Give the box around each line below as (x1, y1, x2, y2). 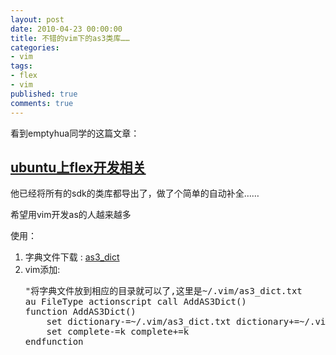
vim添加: (24, 264, 61, 276)
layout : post (10, 14, 65, 25)
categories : (10, 42, 60, 53)
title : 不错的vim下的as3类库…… (10, 33, 130, 43)
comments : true (10, 98, 74, 108)
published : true (10, 89, 78, 99)
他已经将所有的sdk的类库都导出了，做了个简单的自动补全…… (10, 187, 260, 200)
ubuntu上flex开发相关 (10, 159, 147, 176)
